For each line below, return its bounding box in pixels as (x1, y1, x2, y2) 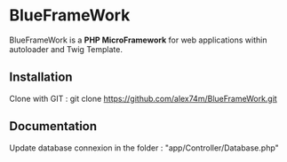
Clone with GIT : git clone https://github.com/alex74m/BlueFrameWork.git (9, 93, 277, 104)
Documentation (9, 119, 98, 134)
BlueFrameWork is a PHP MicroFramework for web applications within (9, 35, 267, 45)
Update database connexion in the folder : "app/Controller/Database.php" (9, 143, 280, 153)
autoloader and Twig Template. (9, 43, 123, 54)
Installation (9, 70, 73, 85)
